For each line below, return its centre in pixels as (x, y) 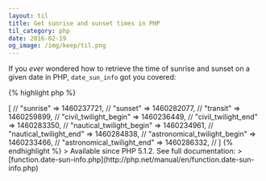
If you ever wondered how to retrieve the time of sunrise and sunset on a (129, 68)
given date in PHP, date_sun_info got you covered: (92, 77)
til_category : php (39, 31)
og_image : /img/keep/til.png (57, 46)
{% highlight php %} (42, 93)
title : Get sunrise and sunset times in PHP (84, 23)
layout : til (28, 16)
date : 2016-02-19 (37, 38)
